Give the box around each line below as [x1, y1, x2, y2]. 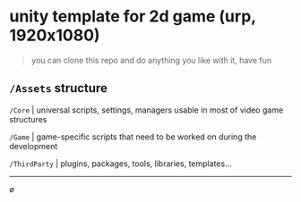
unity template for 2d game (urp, [9, 6, 257, 27]
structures [9, 114, 47, 124]
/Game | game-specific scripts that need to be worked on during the [9, 131, 257, 142]
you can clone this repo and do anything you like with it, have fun [30, 55, 272, 65]
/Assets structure [9, 80, 107, 96]
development [9, 140, 58, 151]
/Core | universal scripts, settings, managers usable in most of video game [9, 105, 284, 115]
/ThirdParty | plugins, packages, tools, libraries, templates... [9, 158, 232, 169]
